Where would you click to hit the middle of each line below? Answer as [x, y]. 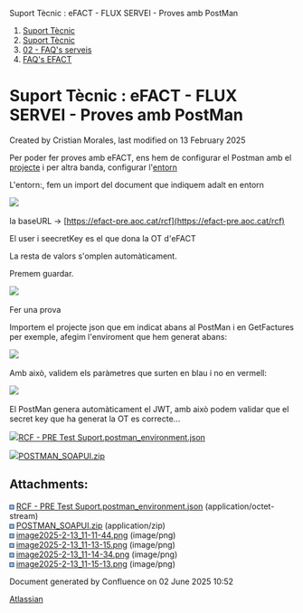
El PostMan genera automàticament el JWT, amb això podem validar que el [149, 409]
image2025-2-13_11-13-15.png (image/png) [96, 544]
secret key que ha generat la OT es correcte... [95, 419]
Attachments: [49, 484]
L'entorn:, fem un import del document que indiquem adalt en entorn [137, 184]
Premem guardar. [42, 273]
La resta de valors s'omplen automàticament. [94, 256]
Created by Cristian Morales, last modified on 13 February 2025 [128, 140]
